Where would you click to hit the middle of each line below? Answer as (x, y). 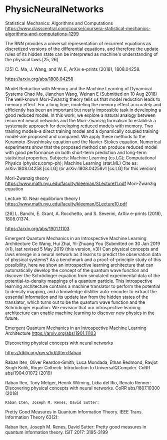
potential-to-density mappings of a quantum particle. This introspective (79, 281)
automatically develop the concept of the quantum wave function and (77, 270)
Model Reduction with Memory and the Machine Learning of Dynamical (78, 88)
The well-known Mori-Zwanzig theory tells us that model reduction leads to (83, 99)
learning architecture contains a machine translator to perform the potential (83, 286)
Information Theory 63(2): (32, 417)
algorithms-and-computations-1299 (42, 34)
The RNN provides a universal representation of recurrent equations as (78, 43)
